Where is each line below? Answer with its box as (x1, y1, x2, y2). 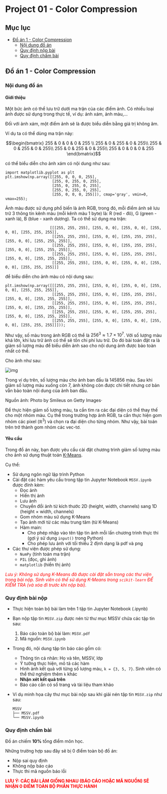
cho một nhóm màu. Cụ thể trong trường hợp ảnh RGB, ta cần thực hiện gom (5, 412, 162, 418)
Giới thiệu (5, 94, 26, 100)
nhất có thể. (5, 348, 30, 354)
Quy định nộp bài (19, 47, 56, 53)
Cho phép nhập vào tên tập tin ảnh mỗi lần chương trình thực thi (27, 530, 159, 536)
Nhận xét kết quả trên (19, 676, 66, 682)
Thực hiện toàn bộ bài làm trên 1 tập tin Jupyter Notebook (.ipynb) (12, 606, 148, 612)
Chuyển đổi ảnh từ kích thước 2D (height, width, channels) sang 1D (19, 503, 157, 509)
